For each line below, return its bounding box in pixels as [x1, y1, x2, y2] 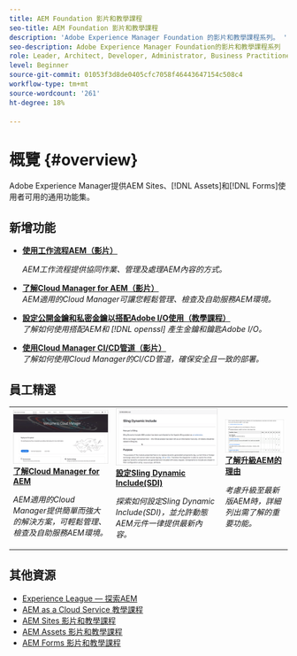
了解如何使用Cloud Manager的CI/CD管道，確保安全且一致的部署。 [21, 354, 263, 365]
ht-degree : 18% [9, 98, 65, 107]
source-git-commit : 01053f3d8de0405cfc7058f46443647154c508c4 [9, 71, 243, 80]
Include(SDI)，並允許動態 [115, 507, 208, 518]
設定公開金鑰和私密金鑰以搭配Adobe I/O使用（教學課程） [21, 313, 231, 323]
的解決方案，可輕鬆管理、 [12, 516, 106, 527]
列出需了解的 [225, 506, 272, 517]
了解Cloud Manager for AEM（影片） [21, 283, 159, 294]
